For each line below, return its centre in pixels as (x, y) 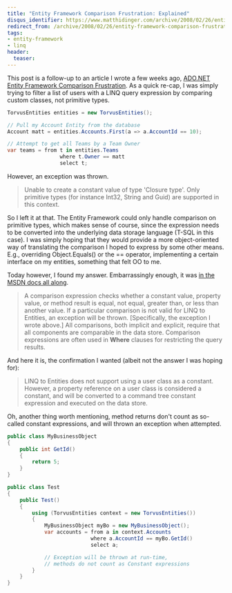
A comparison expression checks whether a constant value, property (122, 295)
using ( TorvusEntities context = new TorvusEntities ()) (114, 513)
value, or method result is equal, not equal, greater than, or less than (121, 303)
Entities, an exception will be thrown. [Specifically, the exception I (117, 317)
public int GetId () (48, 449)
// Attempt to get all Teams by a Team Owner (74, 144)
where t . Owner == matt (93, 157)
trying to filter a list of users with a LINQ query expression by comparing (110, 92)
